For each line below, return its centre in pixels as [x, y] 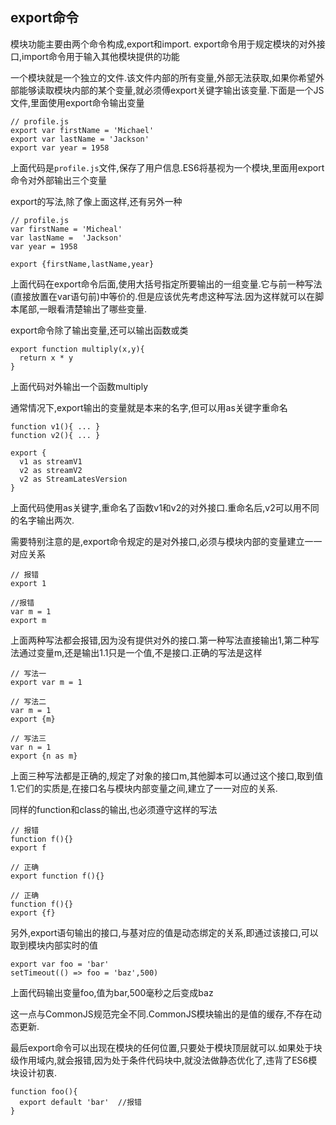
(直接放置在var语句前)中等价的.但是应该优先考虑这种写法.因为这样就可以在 [163, 296]
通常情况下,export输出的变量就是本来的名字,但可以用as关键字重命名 [149, 407]
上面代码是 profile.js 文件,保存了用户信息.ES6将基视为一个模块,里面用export [167, 167]
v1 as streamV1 [51, 461]
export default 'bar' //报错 [80, 1102]
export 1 [28, 583]
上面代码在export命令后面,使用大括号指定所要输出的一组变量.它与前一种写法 [166, 284]
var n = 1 [31, 747]
